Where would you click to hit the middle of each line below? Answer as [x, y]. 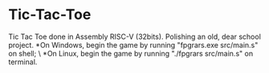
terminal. [23, 62]
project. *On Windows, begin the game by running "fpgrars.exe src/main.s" [133, 44]
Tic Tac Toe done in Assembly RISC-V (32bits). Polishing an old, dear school [134, 36]
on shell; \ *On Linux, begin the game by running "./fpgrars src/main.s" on [131, 53]
